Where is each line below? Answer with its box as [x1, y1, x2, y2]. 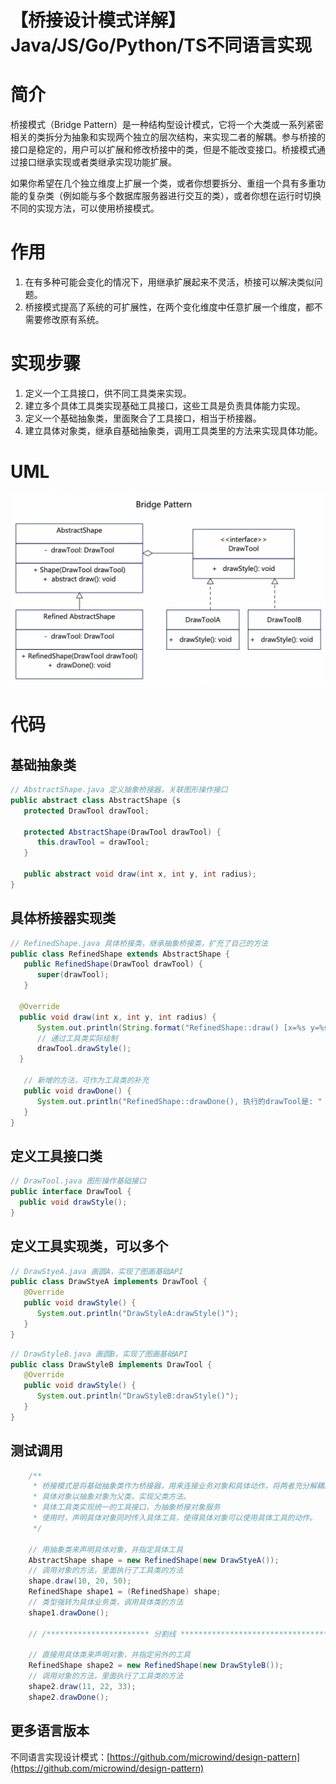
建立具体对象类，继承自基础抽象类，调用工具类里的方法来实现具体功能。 [24, 425, 323, 436]
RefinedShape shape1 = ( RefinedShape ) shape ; [28, 1587, 222, 1597]
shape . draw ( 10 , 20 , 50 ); [28, 1576, 132, 1586]
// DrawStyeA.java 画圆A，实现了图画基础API [10, 1266, 184, 1276]
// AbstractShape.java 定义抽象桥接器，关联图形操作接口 [10, 785, 228, 795]
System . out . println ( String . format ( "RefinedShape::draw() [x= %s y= [36, 1022, 320, 1033]
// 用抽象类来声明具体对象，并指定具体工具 [28, 1544, 184, 1555]
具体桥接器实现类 [10, 910, 116, 927]
